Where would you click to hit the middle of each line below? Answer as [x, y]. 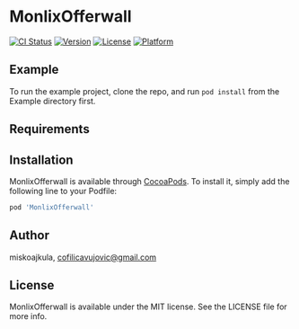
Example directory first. [53, 101]
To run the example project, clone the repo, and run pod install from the [145, 91]
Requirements [49, 129]
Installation [41, 160]
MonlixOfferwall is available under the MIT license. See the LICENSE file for [148, 307]
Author [29, 236]
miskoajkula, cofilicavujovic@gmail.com [83, 257]
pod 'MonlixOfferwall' [52, 207]
